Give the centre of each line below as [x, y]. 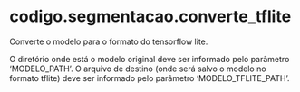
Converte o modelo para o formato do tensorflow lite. [109, 41]
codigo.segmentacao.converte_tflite [150, 17]
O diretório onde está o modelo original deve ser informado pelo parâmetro [150, 59]
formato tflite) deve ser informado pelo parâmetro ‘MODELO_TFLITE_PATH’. [150, 78]
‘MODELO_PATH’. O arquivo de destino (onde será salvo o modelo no [138, 69]
